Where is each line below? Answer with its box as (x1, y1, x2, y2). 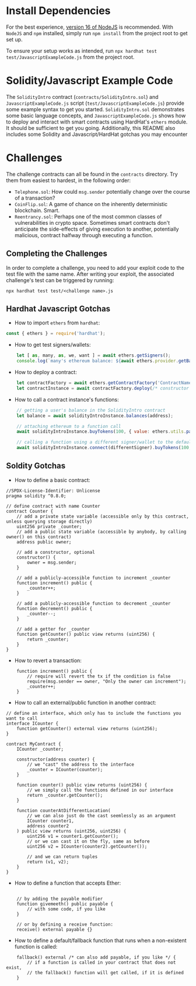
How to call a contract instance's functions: (14, 396, 120, 403)
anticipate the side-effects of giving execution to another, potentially (14, 225, 179, 232)
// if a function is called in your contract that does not (27, 959, 176, 966)
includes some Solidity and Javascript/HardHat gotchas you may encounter (6, 131, 188, 138)
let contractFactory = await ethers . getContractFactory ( (16, 380, 158, 386)
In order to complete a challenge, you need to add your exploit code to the (6, 264, 185, 271)
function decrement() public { (16, 605, 93, 611)
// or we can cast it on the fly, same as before (27, 838, 150, 844)
